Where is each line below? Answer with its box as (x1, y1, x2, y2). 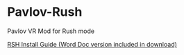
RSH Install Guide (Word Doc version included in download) (7, 40, 177, 48)
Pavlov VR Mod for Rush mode (7, 27, 95, 35)
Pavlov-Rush (7, 4, 83, 20)
